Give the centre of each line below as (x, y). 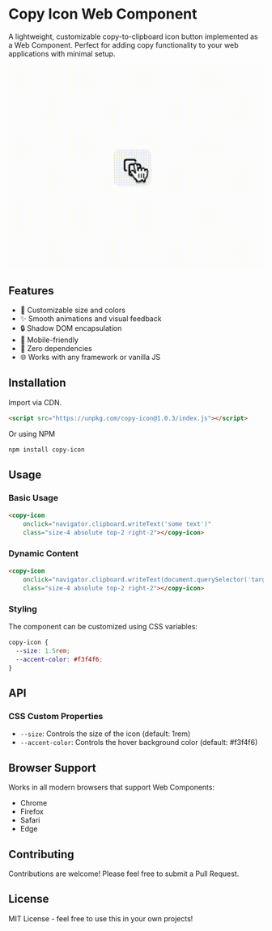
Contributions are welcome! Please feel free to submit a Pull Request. (124, 874)
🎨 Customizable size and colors (72, 310)
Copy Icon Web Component (103, 14)
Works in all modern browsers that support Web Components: (112, 787)
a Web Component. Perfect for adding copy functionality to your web (123, 44)
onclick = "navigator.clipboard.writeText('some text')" (117, 524)
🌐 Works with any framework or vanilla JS (90, 358)
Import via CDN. (35, 402)
